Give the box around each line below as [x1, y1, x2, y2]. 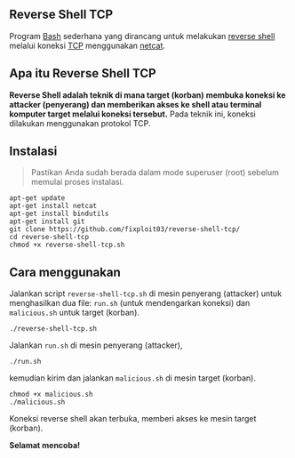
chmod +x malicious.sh [9, 390, 93, 399]
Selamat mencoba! [9, 440, 81, 451]
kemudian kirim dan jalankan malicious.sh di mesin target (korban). [9, 373, 256, 383]
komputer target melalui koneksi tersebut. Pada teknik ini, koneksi [9, 108, 256, 119]
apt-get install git [9, 217, 86, 226]
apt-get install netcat [9, 202, 98, 211]
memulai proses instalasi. [30, 177, 124, 188]
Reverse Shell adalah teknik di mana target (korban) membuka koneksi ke [9, 89, 286, 100]
